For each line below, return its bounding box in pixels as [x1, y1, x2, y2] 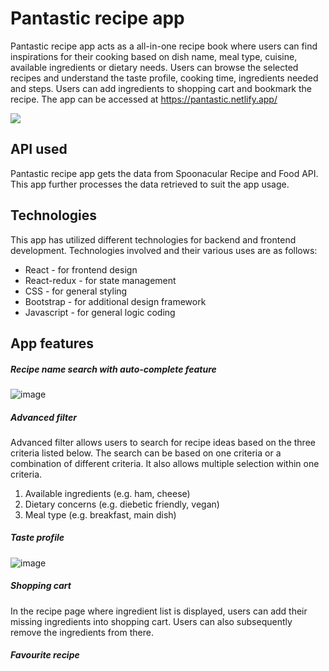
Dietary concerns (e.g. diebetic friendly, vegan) [24, 498, 220, 510]
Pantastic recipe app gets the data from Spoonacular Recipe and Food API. [10, 167, 319, 179]
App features [10, 335, 95, 352]
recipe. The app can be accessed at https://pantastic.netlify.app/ [10, 93, 278, 105]
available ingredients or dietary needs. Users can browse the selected [10, 61, 299, 73]
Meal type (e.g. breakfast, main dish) [24, 508, 177, 521]
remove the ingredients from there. [10, 626, 154, 638]
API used [10, 141, 68, 158]
